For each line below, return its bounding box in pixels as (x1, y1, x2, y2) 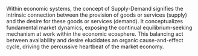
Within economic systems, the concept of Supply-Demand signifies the (6, 5, 184, 12)
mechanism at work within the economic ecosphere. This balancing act (6, 30, 184, 38)
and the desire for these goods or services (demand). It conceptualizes (6, 18, 183, 24)
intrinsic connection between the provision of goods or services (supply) (6, 11, 187, 18)
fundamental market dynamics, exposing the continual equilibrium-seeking (6, 24, 193, 31)
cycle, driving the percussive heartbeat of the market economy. (6, 43, 164, 50)
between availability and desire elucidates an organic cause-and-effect (6, 37, 184, 43)
